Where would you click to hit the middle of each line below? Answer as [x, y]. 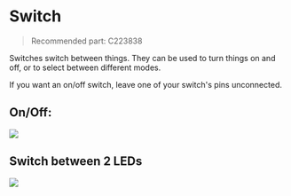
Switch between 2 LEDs [76, 161]
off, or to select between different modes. [85, 67]
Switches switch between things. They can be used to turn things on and [142, 58]
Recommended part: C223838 [87, 41]
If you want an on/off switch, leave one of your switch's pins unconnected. [145, 84]
